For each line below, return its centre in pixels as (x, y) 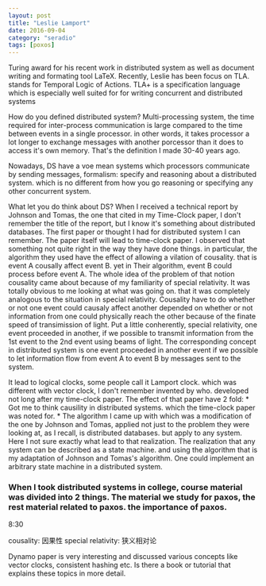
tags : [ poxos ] (32, 45)
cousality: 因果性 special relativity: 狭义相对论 (83, 541)
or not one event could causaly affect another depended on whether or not (131, 308)
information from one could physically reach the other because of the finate (132, 316)
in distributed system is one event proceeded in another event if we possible (133, 350)
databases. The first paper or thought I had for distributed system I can (124, 232)
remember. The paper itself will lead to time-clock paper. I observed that (127, 241)
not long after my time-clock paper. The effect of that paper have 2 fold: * (129, 399)
